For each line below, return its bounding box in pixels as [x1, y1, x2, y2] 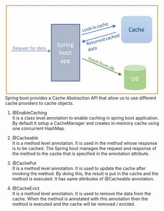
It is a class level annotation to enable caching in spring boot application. [12, 115, 159, 121]
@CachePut [12, 160, 37, 166]
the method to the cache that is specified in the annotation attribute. [12, 151, 150, 156]
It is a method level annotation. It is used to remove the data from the [12, 190, 151, 196]
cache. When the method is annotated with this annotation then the [12, 196, 148, 202]
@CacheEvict [12, 185, 40, 191]
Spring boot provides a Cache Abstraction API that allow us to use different [5, 95, 157, 101]
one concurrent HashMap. [12, 125, 66, 131]
